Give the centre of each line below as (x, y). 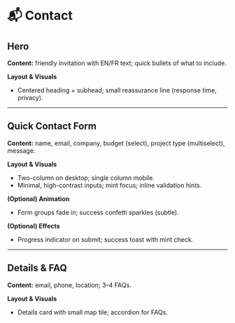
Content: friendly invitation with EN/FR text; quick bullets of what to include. (117, 63)
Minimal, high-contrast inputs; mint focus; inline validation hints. (109, 185)
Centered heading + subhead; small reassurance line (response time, (117, 90)
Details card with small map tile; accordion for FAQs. (92, 312)
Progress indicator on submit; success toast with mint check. (105, 239)
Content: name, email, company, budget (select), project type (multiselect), (116, 143)
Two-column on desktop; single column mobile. (86, 177)
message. (21, 151)
